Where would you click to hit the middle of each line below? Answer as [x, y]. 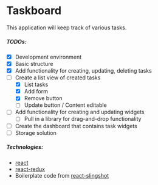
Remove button [43, 98]
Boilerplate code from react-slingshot [62, 175]
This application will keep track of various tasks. [67, 27]
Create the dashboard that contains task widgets [76, 126]
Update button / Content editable [66, 105]
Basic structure [34, 63]
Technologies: [25, 147]
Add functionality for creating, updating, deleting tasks [83, 71]
